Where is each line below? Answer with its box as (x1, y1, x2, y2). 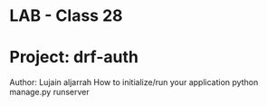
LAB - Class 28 (9, 5, 124, 26)
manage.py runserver (9, 87, 91, 98)
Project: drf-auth (9, 47, 138, 68)
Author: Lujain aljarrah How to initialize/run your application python (9, 77, 259, 88)
